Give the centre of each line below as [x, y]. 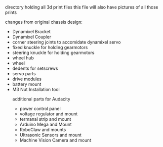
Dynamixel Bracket [31, 31]
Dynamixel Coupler [32, 37]
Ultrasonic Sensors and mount [50, 135]
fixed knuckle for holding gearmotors [50, 47]
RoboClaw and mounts [43, 130]
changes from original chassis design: [44, 22]
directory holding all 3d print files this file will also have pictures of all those [82, 7]
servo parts [24, 73]
